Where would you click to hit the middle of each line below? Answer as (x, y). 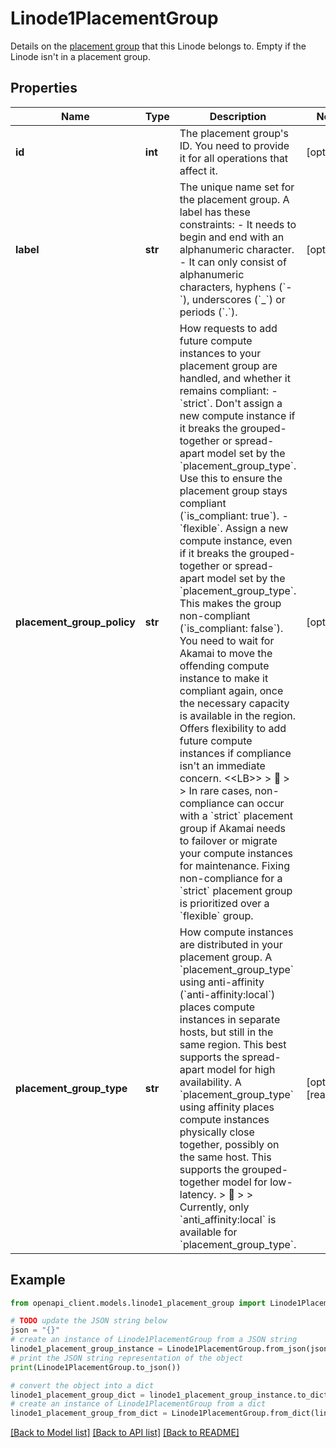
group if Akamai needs (232, 828)
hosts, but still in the (226, 1032)
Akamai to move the (226, 653)
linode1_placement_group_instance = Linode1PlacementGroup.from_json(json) (171, 1349)
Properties (44, 88)
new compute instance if (237, 415)
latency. (198, 1194)
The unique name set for (237, 187)
